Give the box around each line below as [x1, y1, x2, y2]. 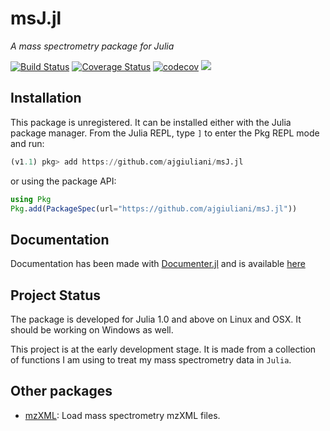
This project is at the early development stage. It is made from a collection [10, 343, 317, 355]
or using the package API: [10, 175, 117, 187]
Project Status [10, 287, 102, 304]
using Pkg [10, 194, 52, 204]
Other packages [10, 383, 113, 400]
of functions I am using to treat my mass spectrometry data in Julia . [10, 354, 292, 366]
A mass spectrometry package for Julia [10, 40, 175, 52]
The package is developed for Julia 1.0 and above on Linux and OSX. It [10, 313, 302, 325]
